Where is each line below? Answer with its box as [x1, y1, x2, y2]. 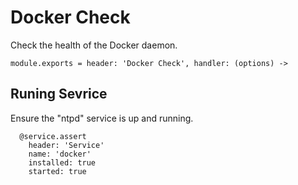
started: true [28, 166, 87, 176]
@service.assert [19, 131, 87, 141]
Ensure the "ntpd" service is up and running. [10, 112, 194, 124]
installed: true [28, 157, 97, 168]
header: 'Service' [28, 140, 105, 150]
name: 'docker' [28, 149, 92, 159]
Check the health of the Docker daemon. [10, 39, 178, 51]
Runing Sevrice [10, 86, 108, 103]
